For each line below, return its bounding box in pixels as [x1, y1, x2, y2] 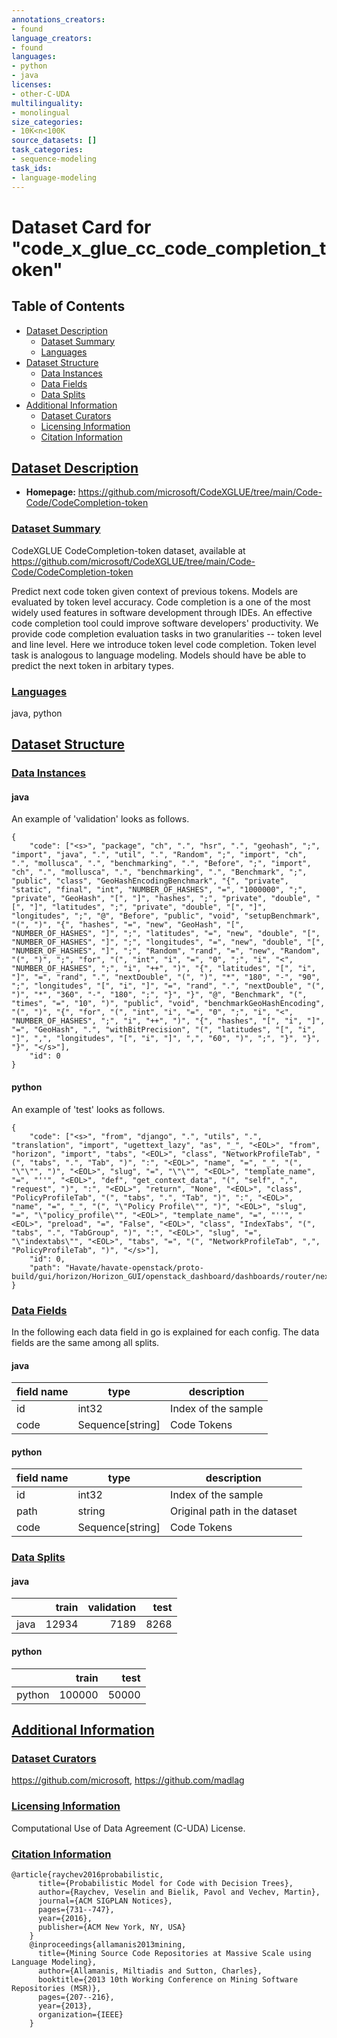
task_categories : [11, 145, 84, 155]
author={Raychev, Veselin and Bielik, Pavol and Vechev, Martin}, [37, 1887, 321, 1897]
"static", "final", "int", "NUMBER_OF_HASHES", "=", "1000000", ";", [11, 885, 308, 895]
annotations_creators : [11, 14, 106, 25]
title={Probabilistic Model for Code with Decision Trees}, [37, 1878, 294, 1888]
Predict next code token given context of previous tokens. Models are [11, 585, 298, 597]
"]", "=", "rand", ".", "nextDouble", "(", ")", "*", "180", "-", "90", [11, 972, 321, 983]
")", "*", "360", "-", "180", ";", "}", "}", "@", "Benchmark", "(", [11, 990, 308, 1000]
